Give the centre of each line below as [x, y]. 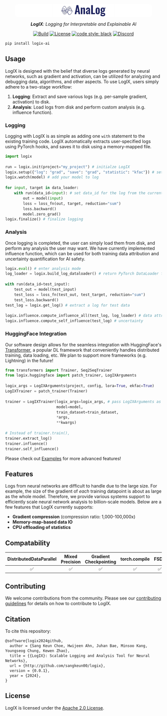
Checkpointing [100, 562]
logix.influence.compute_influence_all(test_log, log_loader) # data [79, 316]
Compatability [28, 543]
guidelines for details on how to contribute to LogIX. [58, 604]
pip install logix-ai [28, 43]
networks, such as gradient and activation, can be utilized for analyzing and [83, 76]
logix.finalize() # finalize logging [44, 219]
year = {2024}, [25, 676]
